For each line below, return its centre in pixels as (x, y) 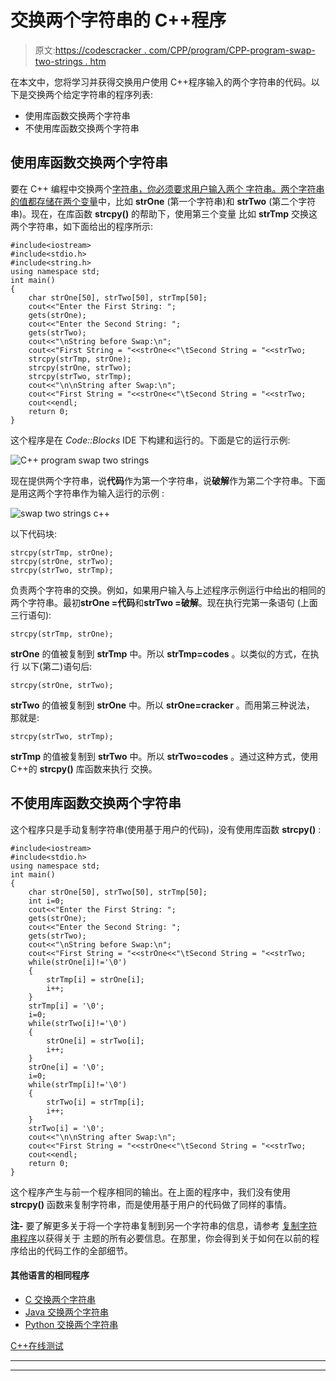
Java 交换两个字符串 (67, 1312)
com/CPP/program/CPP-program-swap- (232, 50)
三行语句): (31, 615)
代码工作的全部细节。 (88, 1250)
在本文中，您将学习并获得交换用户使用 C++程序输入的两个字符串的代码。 (161, 82)
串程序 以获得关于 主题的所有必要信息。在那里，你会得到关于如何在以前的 (160, 1238)
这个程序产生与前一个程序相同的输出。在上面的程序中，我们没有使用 (150, 1192)
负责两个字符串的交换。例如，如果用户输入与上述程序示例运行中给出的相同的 (168, 590)
